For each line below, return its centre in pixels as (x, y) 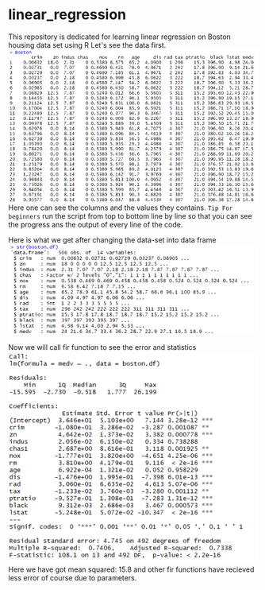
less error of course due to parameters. (73, 577)
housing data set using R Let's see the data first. (87, 45)
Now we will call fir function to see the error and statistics (102, 347)
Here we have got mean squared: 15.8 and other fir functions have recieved (131, 569)
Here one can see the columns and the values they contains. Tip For (121, 208)
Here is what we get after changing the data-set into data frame (112, 240)
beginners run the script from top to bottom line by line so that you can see (130, 216)
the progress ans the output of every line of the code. (96, 225)
